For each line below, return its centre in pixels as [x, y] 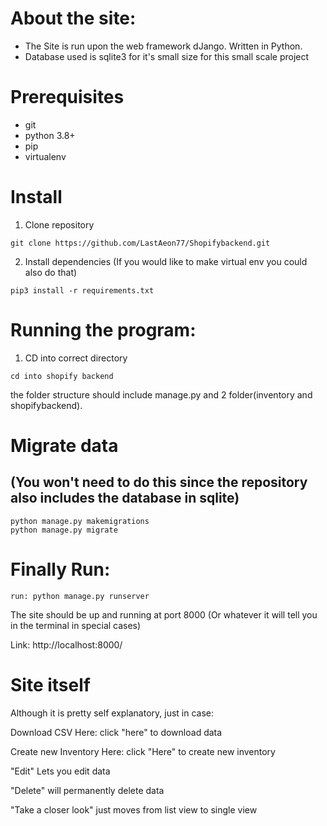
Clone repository [59, 224]
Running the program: [103, 330]
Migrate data [64, 445]
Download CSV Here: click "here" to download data [116, 732]
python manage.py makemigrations [80, 521]
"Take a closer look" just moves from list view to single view [134, 809]
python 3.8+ [50, 135]
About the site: [73, 18]
